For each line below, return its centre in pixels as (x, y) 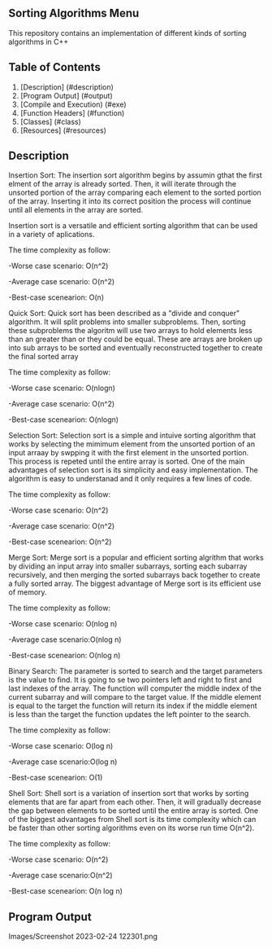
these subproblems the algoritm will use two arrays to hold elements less (131, 331)
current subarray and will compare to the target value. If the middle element (135, 697)
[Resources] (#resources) (63, 130)
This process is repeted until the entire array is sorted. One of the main (127, 461)
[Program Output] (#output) (66, 95)
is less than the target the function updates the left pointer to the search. (130, 714)
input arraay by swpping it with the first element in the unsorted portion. (129, 453)
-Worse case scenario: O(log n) (61, 746)
